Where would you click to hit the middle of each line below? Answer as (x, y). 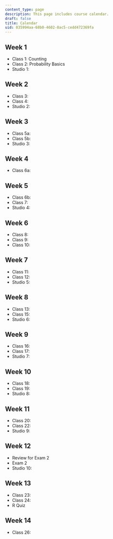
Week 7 (16, 260)
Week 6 (17, 223)
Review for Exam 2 (31, 458)
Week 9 (17, 335)
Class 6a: (21, 171)
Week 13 (18, 484)
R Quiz (19, 505)
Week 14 (18, 521)
